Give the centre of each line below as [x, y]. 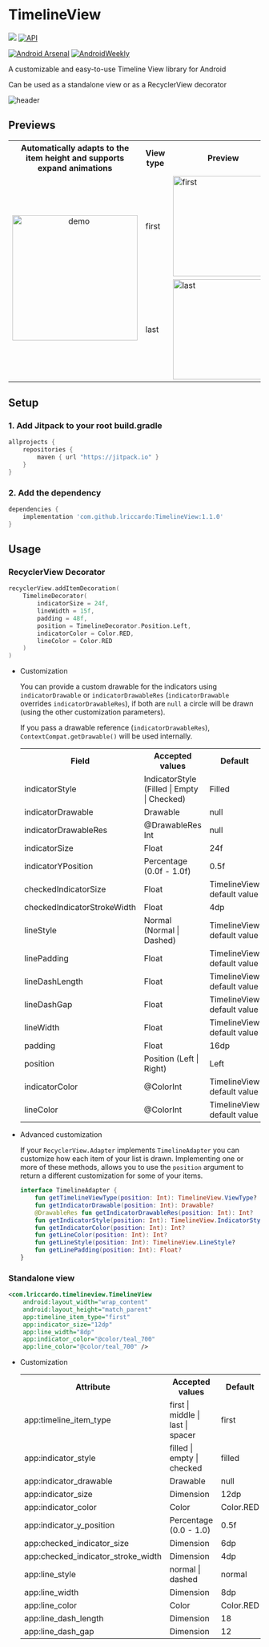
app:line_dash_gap [59, 1632]
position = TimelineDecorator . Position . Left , [114, 626]
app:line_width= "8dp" [58, 1332]
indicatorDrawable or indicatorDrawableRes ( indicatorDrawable [124, 695]
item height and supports [75, 158]
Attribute [93, 1387]
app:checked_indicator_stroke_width [93, 1556]
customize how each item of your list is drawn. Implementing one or [132, 1159]
